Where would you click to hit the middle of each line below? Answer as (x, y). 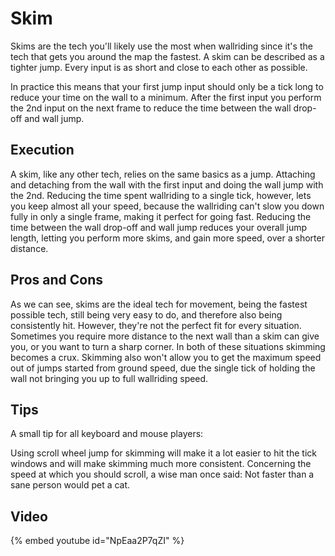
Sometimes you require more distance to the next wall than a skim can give (165, 336)
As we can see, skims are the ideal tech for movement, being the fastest (159, 304)
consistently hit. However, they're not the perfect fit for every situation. (156, 325)
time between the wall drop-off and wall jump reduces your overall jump (159, 227)
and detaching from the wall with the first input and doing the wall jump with (167, 184)
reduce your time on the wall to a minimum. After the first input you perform (166, 97)
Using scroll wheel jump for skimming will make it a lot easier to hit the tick (163, 453)
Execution (42, 150)
